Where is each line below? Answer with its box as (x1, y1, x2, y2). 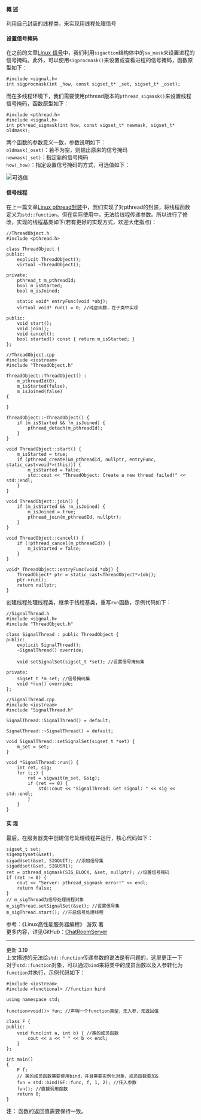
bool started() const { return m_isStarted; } (17, 336, 135, 342)
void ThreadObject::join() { (6, 498, 79, 504)
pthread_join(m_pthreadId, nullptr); (28, 514, 121, 520)
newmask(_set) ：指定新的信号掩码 (6, 154, 89, 161)
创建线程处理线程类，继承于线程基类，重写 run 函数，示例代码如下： (6, 598, 172, 605)
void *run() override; (17, 681, 74, 687)
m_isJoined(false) (17, 388, 63, 394)
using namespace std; (6, 996, 60, 1002)
